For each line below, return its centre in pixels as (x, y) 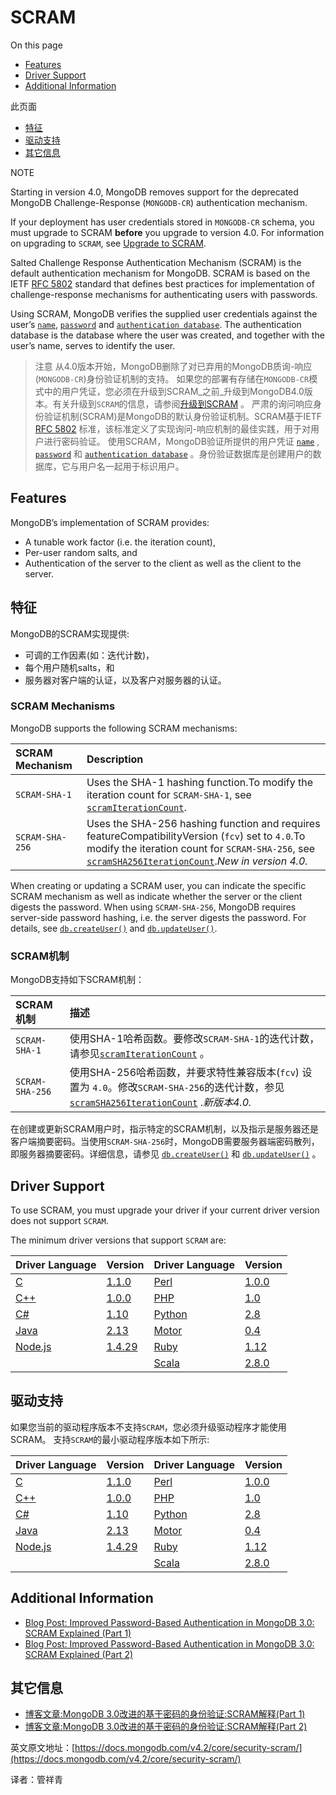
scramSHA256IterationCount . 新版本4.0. (160, 1103)
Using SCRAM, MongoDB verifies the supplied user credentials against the (164, 313)
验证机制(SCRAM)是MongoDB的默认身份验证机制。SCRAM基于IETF (183, 416)
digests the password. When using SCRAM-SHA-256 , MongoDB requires (153, 907)
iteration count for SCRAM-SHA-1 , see (169, 794)
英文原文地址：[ (43, 1748)
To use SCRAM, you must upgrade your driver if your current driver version (165, 1210)
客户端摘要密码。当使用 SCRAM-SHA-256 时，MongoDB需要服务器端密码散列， (165, 1142)
